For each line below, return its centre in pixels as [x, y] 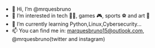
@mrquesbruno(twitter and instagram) [58, 39]
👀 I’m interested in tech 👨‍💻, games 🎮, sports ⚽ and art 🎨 [81, 16]
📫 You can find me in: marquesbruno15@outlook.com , [78, 30]
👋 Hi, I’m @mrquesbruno [42, 9]
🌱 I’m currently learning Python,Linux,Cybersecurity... [77, 24]
